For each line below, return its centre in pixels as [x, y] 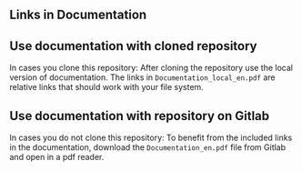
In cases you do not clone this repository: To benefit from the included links [151, 138]
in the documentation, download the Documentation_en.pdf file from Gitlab [148, 147]
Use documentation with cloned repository [133, 46]
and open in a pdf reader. [57, 157]
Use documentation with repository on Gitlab [140, 116]
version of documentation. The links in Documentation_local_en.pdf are [142, 77]
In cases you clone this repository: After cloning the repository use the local [151, 68]
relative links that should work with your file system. [107, 87]
